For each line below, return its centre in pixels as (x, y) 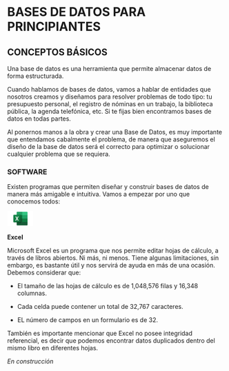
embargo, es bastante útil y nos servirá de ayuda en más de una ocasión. (111, 265)
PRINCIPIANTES (54, 27)
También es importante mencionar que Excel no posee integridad (100, 333)
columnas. (32, 293)
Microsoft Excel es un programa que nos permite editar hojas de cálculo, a (113, 251)
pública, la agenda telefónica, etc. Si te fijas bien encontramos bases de (109, 111)
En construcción (30, 361)
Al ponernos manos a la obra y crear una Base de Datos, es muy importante (115, 132)
